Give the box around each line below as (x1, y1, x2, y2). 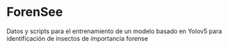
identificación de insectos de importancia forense (6, 34, 149, 42)
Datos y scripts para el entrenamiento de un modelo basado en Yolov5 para (6, 27, 223, 35)
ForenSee (6, 4, 63, 20)
